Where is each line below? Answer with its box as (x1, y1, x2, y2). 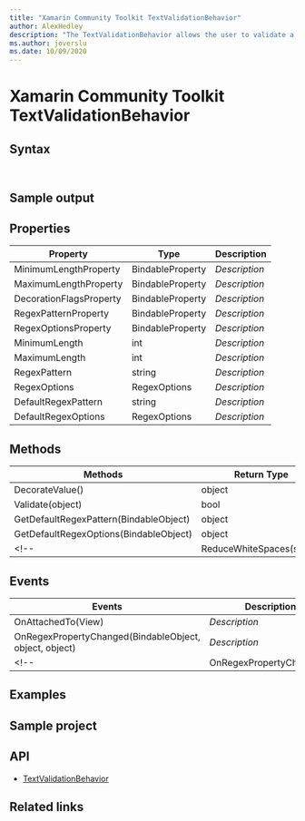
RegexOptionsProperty (14, 322, 112, 335)
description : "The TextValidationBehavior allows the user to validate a (9, 30, 295, 39)
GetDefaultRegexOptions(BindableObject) (14, 528, 193, 541)
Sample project (9, 718, 97, 733)
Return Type (234, 468, 289, 481)
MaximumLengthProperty (14, 278, 123, 290)
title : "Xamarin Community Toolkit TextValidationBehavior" (9, 13, 242, 23)
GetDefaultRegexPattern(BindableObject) (14, 513, 191, 526)
